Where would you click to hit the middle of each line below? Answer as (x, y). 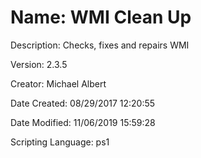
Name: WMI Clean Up (101, 17)
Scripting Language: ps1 (60, 142)
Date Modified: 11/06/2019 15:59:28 (83, 122)
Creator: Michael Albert (58, 83)
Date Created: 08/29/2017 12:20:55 (83, 103)
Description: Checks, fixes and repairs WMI (100, 45)
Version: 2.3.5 (39, 64)
